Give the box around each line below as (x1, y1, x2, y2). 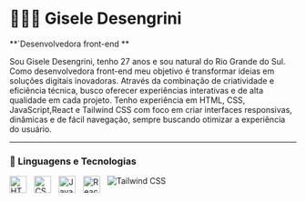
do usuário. (9, 123, 52, 135)
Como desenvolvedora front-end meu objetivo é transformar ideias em (9, 66, 275, 76)
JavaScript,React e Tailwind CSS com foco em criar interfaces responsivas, (9, 104, 293, 115)
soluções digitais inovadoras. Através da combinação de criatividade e (9, 75, 275, 86)
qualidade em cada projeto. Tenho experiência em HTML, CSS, (9, 95, 246, 106)
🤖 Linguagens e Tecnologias (9, 155, 137, 167)
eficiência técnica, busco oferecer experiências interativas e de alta (9, 85, 264, 96)
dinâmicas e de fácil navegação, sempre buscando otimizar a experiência (9, 114, 286, 125)
